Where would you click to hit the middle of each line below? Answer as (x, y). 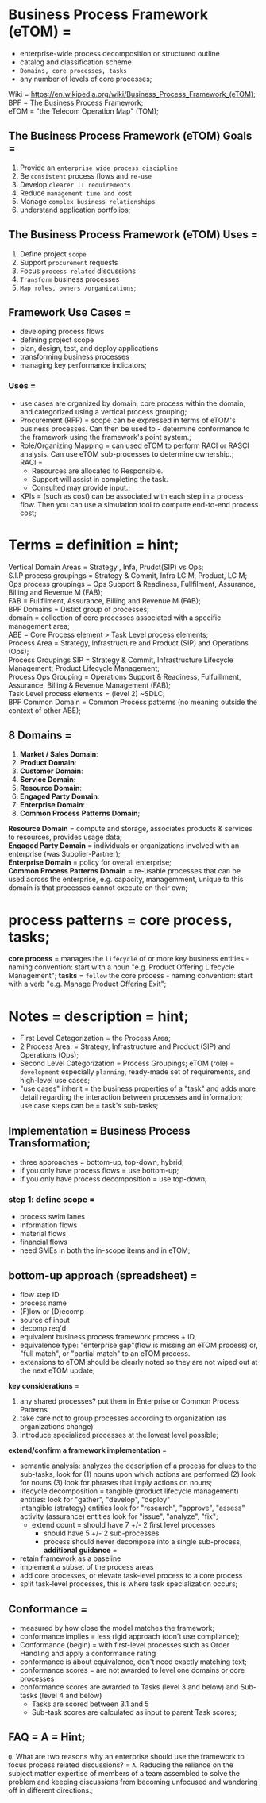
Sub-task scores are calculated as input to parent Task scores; (134, 1712)
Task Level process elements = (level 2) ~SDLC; (87, 693)
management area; (39, 626)
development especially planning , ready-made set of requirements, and (135, 1072)
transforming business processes (74, 357)
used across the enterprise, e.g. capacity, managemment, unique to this (126, 880)
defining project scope (57, 340)
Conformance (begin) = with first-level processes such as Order (125, 1645)
